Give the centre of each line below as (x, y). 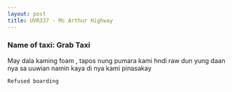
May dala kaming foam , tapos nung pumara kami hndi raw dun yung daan (116, 60)
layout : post (27, 14)
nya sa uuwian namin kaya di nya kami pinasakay (80, 68)
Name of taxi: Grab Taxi (49, 45)
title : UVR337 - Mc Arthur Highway (60, 21)
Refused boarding (33, 81)
